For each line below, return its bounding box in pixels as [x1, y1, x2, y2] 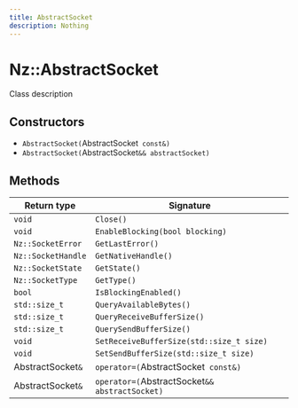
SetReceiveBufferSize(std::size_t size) [94, 336, 268, 347]
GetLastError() [94, 239, 160, 249]
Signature [168, 200, 211, 212]
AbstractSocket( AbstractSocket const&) [21, 138, 170, 149]
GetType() [94, 276, 137, 286]
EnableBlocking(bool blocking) [94, 227, 228, 237]
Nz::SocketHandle [13, 251, 87, 262]
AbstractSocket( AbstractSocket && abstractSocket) [21, 147, 210, 158]
